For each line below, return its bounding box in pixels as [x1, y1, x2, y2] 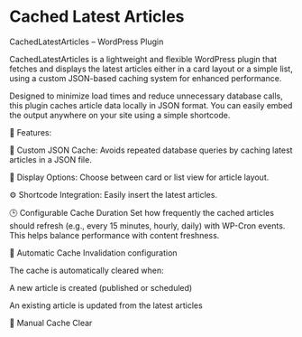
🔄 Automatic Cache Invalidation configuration [9, 247, 178, 258]
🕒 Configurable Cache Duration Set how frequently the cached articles [9, 207, 275, 218]
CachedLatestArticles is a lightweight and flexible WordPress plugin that [9, 53, 278, 64]
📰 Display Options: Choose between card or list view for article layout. [9, 172, 270, 183]
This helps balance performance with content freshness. [9, 229, 220, 240]
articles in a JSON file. [9, 154, 92, 164]
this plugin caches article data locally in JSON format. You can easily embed [9, 99, 293, 110]
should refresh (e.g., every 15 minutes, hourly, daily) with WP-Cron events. [9, 220, 286, 231]
